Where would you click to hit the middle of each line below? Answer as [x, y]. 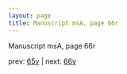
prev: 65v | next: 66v [42, 61]
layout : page [30, 16]
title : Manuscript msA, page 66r [63, 23]
